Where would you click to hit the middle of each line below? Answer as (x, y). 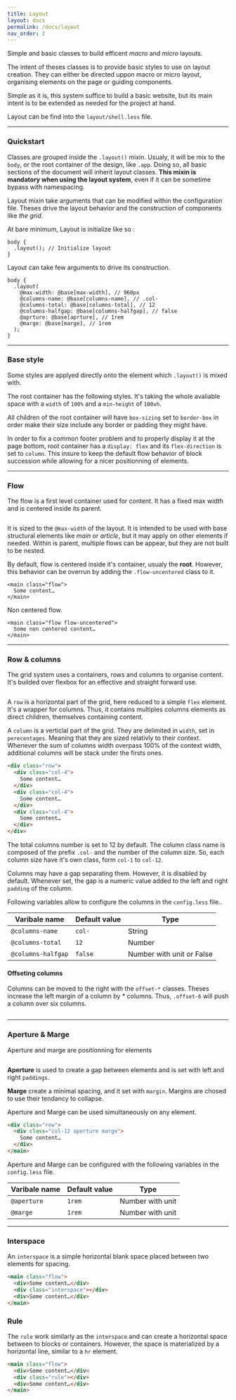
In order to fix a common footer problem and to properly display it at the (111, 438)
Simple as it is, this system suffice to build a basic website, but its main (110, 96)
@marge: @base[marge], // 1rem (66, 323)
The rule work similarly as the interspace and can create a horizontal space (117, 1336)
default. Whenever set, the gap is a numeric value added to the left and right (118, 881)
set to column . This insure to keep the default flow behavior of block (105, 453)
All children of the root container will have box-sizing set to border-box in (113, 417)
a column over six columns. (47, 1004)
